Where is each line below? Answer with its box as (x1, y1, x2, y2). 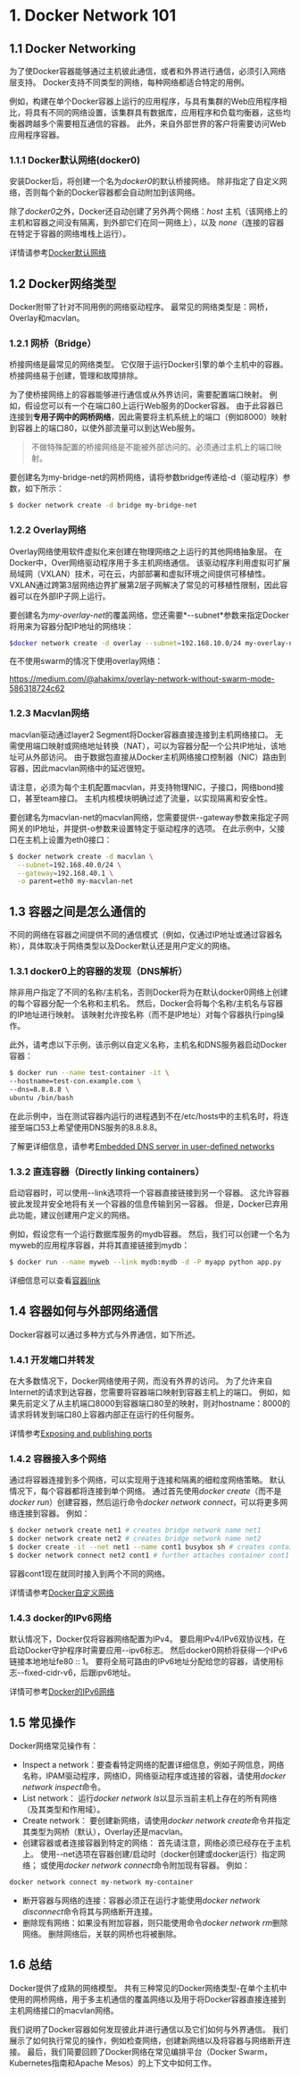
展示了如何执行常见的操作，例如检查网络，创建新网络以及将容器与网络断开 (9, 2035, 283, 2046)
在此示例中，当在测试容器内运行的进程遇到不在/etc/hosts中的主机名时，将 (9, 1110, 281, 1122)
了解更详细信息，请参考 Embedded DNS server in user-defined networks (9, 1140, 275, 1151)
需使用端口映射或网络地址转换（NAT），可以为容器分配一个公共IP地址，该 (9, 740, 279, 751)
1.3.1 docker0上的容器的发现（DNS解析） (9, 964, 187, 977)
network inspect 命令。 (21, 1782, 105, 1793)
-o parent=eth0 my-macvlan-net (17, 877, 134, 886)
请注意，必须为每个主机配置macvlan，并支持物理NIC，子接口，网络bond (9, 781, 277, 792)
